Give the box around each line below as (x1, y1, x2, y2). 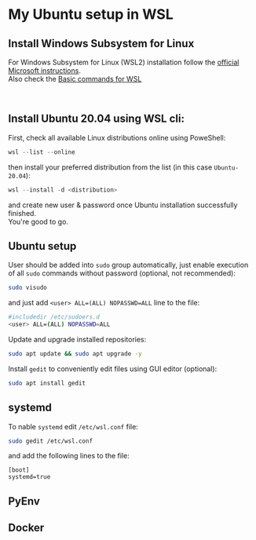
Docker (8, 521, 45, 535)
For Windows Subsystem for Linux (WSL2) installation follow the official (8, 57, 240, 67)
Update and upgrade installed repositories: (8, 335, 147, 344)
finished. (8, 208, 37, 217)
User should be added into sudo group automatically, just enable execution (8, 261, 249, 270)
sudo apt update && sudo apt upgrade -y (8, 350, 143, 358)
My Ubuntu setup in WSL (8, 5, 174, 24)
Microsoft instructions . (8, 66, 81, 75)
